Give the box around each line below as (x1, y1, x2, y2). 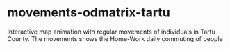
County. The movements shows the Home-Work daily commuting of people (7, 34, 224, 42)
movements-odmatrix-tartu (7, 5, 170, 21)
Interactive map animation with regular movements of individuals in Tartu (7, 27, 215, 36)
